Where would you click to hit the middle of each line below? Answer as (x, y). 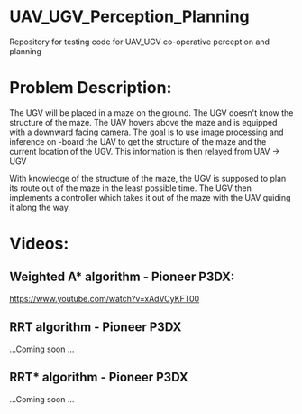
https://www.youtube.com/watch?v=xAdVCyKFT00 (105, 298)
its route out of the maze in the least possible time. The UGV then (131, 188)
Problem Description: (91, 88)
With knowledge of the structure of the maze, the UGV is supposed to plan (148, 178)
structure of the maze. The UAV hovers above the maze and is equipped (143, 122)
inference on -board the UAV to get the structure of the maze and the (138, 141)
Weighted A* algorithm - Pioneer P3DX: (122, 277)
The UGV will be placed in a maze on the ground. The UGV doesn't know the (151, 113)
